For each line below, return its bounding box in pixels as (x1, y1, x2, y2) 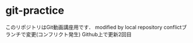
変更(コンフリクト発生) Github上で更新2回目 (25, 30, 132, 38)
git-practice (5, 4, 65, 17)
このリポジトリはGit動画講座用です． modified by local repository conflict (5, 24, 182, 30)
